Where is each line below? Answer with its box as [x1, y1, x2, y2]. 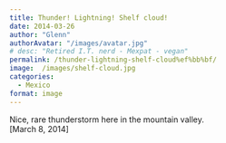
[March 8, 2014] [9, 123, 70, 134]
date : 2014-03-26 [9, 22, 75, 31]
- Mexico [17, 81, 51, 90]
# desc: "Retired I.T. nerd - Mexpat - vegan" [9, 47, 189, 56]
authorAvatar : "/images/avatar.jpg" [9, 38, 148, 48]
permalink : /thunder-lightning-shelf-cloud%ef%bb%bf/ [9, 55, 218, 64]
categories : [9, 72, 54, 81]
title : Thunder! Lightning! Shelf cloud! [9, 13, 169, 23]
